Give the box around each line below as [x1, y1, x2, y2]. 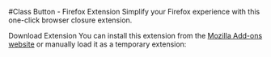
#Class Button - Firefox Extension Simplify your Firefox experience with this [8, 7, 260, 16]
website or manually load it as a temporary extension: [8, 39, 187, 49]
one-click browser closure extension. [8, 15, 133, 25]
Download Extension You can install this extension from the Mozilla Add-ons [8, 31, 263, 40]
